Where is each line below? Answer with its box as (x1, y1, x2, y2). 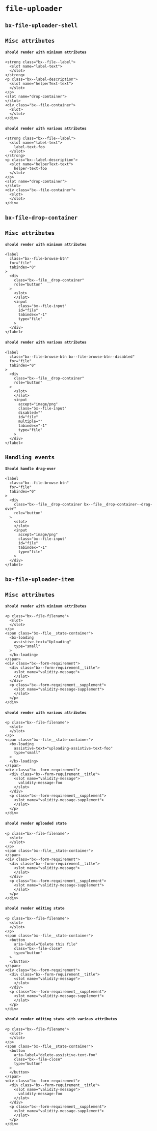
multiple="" (18, 419, 43, 424)
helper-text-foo (14, 166, 48, 171)
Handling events (5, 453, 55, 461)
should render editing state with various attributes (5, 1017, 118, 1022)
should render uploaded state (5, 821, 67, 826)
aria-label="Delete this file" (14, 942, 78, 946)
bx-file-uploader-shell (5, 22, 78, 29)
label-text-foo (14, 145, 45, 150)
